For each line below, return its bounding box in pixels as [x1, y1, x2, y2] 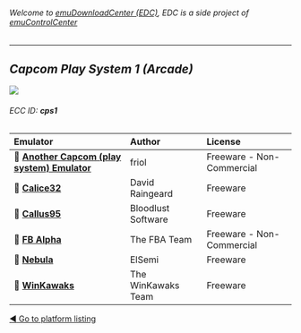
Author [129, 135, 161, 148]
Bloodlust [129, 202, 170, 215]
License [206, 135, 241, 148]
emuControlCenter [9, 16, 78, 27]
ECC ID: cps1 [9, 105, 58, 115]
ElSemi [129, 253, 159, 266]
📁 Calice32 [13, 182, 62, 194]
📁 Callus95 [13, 208, 62, 220]
